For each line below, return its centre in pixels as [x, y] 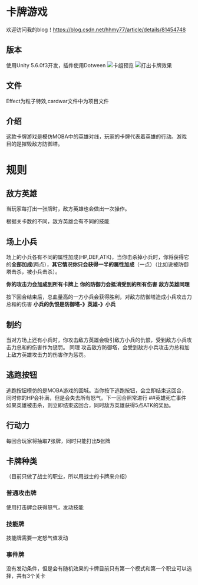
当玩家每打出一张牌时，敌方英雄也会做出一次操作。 [68, 209]
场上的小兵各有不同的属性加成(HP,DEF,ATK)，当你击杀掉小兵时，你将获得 [95, 257]
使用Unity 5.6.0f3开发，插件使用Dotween [56, 65]
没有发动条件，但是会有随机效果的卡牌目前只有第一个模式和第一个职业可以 [96, 568]
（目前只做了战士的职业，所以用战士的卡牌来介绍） [68, 476]
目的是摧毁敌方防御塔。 [34, 144]
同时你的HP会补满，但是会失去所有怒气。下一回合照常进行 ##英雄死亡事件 [96, 397]
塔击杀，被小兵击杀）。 [33, 272]
